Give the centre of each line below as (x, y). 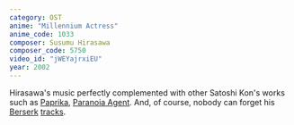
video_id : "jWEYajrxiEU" (56, 59)
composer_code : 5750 (48, 51)
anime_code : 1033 (42, 34)
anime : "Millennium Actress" (64, 26)
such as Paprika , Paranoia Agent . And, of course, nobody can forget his (143, 102)
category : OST (36, 17)
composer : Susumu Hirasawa (60, 42)
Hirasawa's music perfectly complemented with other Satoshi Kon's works (147, 92)
